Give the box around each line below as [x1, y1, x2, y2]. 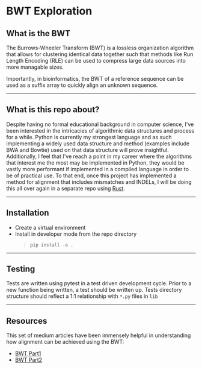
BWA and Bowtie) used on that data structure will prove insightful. [6, 146, 170, 153]
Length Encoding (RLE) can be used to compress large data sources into [6, 57, 186, 64]
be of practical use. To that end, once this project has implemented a [6, 172, 177, 179]
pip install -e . [29, 242, 74, 248]
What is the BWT [6, 28, 71, 39]
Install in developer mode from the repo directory [14, 230, 137, 238]
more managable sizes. [6, 63, 64, 71]
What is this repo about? [6, 104, 100, 115]
